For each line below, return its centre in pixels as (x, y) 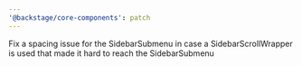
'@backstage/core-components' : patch (80, 18)
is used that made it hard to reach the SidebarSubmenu (111, 53)
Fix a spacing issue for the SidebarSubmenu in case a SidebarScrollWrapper (151, 43)
